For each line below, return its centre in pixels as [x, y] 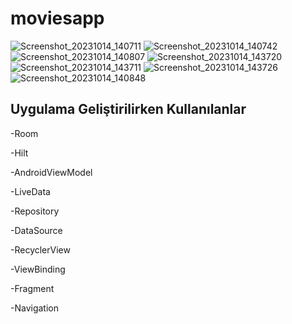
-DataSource [36, 230]
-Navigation [34, 308]
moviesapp [57, 18]
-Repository [35, 211]
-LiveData [30, 191]
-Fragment [32, 288]
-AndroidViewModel [51, 172]
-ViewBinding [38, 269]
